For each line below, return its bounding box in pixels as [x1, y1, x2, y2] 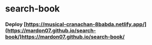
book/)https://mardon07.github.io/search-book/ [5, 33, 125, 40]
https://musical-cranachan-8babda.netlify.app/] [25, 21, 147, 28]
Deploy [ [5, 21, 26, 28]
